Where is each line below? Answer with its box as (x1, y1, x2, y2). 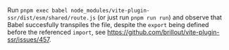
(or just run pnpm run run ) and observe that (97, 13, 222, 22)
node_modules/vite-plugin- (70, 7, 150, 14)
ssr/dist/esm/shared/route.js (7, 15, 97, 22)
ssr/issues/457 (7, 35, 50, 44)
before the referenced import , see (7, 28, 106, 36)
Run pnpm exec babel (7, 6, 68, 14)
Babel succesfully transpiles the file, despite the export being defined (7, 21, 209, 28)
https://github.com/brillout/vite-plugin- (106, 28, 220, 36)
